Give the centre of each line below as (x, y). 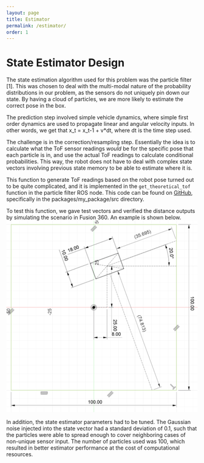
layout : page (23, 13)
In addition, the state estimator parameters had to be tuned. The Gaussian (99, 422)
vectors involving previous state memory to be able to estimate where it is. (99, 168)
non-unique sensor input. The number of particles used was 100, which (96, 442)
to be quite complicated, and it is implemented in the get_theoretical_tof (98, 186)
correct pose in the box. (36, 106)
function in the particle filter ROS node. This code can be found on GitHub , (100, 193)
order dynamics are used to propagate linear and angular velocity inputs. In (100, 124)
